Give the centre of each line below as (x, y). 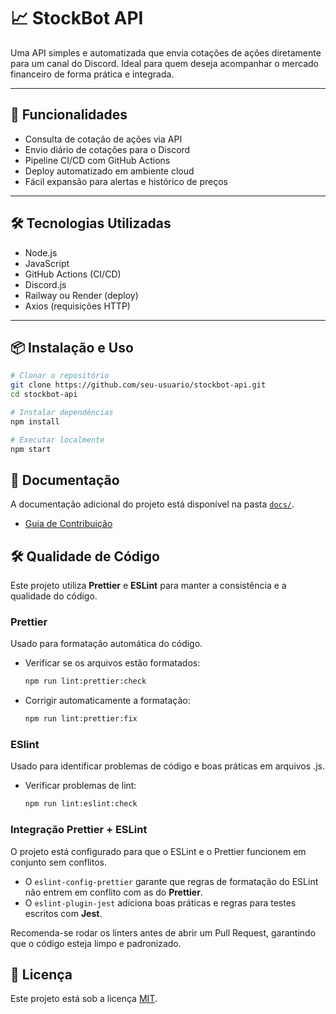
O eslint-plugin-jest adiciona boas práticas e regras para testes (160, 902)
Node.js (41, 252)
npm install (35, 421)
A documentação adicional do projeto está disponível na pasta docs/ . (152, 504)
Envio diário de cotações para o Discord (107, 149)
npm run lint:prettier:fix (81, 719)
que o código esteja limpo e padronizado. (96, 943)
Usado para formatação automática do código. (106, 644)
